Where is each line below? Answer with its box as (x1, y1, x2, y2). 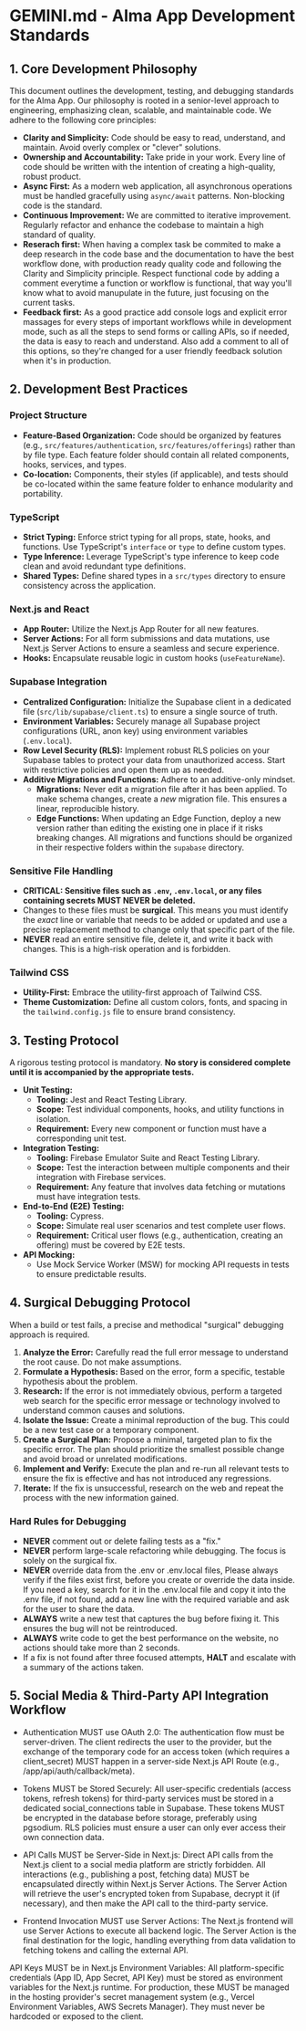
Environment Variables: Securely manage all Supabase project (22, 716, 261, 727)
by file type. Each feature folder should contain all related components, (22, 449, 290, 460)
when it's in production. (22, 355, 112, 366)
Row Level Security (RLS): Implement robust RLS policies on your (22, 745, 270, 756)
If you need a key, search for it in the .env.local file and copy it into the (22, 1585, 287, 1596)
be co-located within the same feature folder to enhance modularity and (22, 478, 294, 489)
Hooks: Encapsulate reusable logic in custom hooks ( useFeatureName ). (22, 653, 286, 664)
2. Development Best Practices (9, 382, 189, 397)
